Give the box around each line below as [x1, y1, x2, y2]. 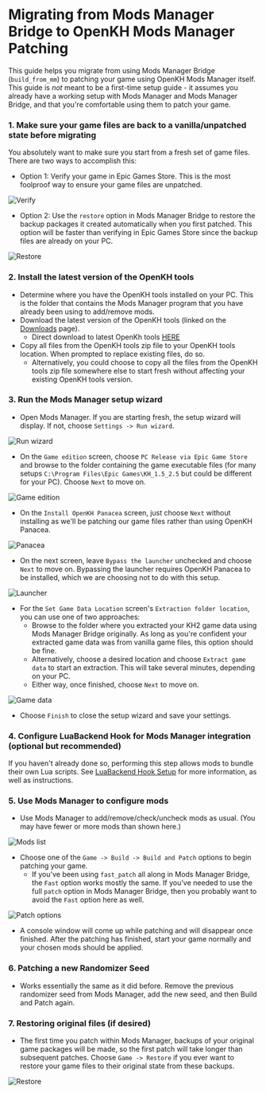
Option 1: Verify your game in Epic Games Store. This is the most [19, 171, 231, 181]
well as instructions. [8, 775, 74, 785]
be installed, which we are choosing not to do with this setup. [19, 572, 221, 582]
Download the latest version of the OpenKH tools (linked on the [19, 315, 226, 324]
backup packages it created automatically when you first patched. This [19, 219, 253, 229]
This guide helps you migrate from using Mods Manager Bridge [8, 65, 216, 75]
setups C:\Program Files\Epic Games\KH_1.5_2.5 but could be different [19, 468, 253, 478]
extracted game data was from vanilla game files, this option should [31, 637, 253, 647]
